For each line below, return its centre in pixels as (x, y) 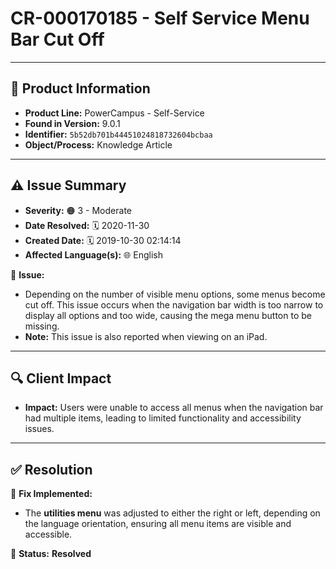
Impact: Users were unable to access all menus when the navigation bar (174, 408)
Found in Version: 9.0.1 (72, 123)
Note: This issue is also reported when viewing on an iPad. (146, 336)
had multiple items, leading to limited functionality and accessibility (163, 418)
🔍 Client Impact (61, 378)
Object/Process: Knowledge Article (98, 144)
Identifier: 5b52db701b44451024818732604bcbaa (118, 134)
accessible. (48, 534)
